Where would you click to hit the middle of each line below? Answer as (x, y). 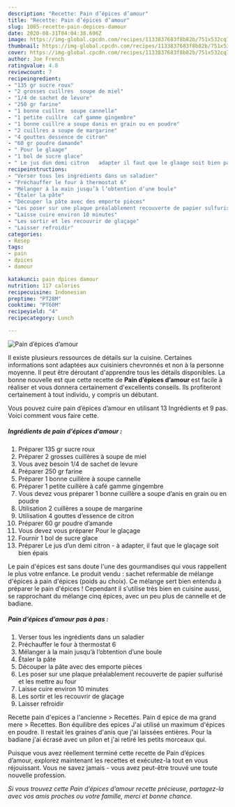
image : (17, 40)
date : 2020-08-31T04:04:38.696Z (55, 33)
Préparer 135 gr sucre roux (56, 449)
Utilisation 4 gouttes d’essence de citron (76, 515)
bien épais (33, 552)
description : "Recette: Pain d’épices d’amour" (78, 14)
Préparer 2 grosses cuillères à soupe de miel (82, 456)
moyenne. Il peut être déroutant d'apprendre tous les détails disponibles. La (116, 372)
